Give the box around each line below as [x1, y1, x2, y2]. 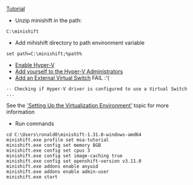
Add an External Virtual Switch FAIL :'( [14, 74, 110, 81]
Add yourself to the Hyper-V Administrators [14, 68, 124, 75]
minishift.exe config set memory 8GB [6, 142, 101, 148]
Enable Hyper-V [14, 62, 55, 68]
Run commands [14, 120, 54, 127]
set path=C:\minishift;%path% [6, 51, 83, 57]
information [6, 108, 35, 115]
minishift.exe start [6, 174, 59, 180]
